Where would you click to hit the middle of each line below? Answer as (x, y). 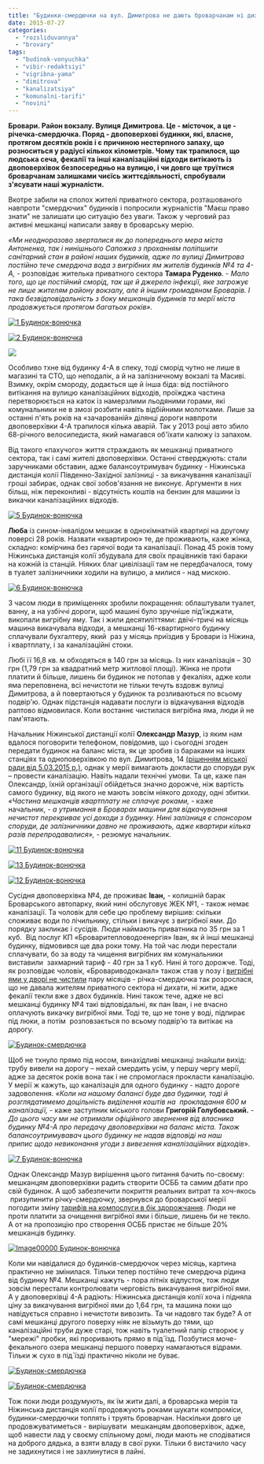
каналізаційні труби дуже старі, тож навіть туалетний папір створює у (126, 1330)
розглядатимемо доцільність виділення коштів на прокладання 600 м (127, 1102)
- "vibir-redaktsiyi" (51, 67)
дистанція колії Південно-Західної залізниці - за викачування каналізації (130, 475)
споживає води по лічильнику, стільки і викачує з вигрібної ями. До (123, 921)
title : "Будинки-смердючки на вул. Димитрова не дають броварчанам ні (126, 15)
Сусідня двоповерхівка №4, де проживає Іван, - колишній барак (117, 896)
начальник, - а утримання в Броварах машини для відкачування (118, 809)
